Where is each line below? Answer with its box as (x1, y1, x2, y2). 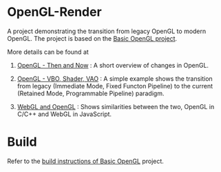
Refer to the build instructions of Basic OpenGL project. (7, 157, 164, 165)
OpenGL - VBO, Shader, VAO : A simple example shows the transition (17, 74, 213, 83)
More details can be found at (7, 48, 90, 56)
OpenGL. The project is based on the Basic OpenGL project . (7, 34, 178, 42)
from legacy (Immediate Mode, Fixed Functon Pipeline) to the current (17, 82, 213, 90)
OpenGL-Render (7, 4, 102, 20)
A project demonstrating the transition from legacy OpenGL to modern (7, 27, 207, 35)
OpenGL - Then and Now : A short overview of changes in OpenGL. (17, 61, 209, 69)
